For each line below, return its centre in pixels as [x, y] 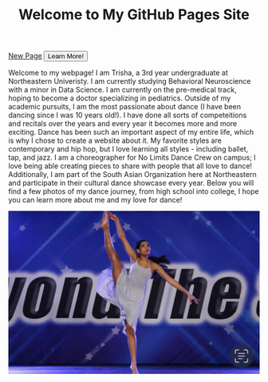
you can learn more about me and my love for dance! [95, 200]
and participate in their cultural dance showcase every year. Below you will [131, 183]
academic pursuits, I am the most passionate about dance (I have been [125, 107]
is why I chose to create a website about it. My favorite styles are [115, 140]
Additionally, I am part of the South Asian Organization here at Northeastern [132, 175]
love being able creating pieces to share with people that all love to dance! [130, 166]
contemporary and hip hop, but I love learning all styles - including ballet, [128, 149]
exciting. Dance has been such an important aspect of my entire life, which [131, 132]
